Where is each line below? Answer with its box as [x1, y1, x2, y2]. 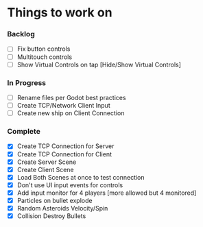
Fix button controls [16, 45, 71, 53]
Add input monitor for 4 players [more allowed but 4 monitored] [16, 189, 197, 197]
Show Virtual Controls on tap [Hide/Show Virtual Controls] [16, 60, 182, 69]
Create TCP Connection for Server [16, 142, 115, 150]
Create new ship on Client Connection [16, 109, 125, 117]
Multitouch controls [16, 53, 73, 61]
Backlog [7, 29, 36, 39]
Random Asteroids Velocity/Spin [16, 204, 108, 212]
